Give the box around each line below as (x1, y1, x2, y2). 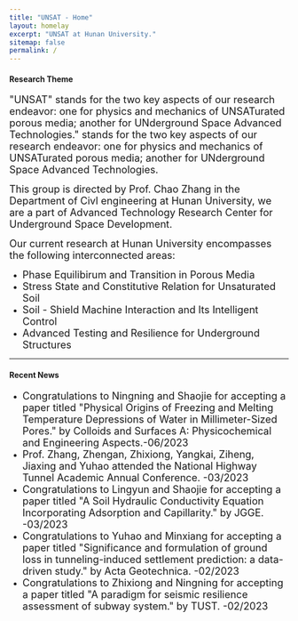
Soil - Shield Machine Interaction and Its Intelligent (21, 303, 259, 317)
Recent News (9, 369, 59, 380)
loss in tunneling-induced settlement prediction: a (21, 552, 255, 566)
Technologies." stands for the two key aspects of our (9, 128, 258, 141)
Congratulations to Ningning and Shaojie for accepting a (21, 389, 286, 402)
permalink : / (9, 46, 58, 55)
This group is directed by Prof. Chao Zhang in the (9, 183, 241, 196)
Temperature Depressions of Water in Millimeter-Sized (21, 413, 278, 425)
